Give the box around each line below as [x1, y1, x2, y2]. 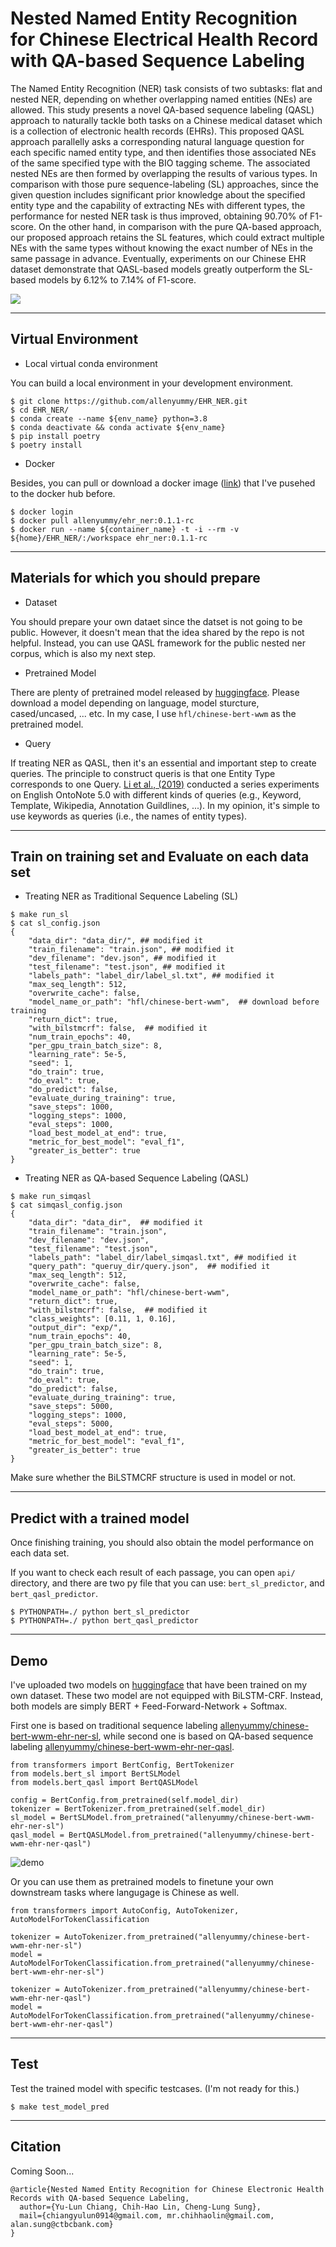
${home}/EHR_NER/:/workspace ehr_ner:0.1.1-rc [10, 533, 208, 543]
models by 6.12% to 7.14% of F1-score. [38, 273, 197, 286]
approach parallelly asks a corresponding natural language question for [10, 135, 305, 147]
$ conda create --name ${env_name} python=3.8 [10, 413, 208, 424]
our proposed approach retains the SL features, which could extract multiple [10, 231, 325, 243]
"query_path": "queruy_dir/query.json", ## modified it [28, 1262, 271, 1272]
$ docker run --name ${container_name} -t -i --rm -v [10, 524, 240, 534]
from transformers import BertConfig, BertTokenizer [10, 1760, 235, 1770]
